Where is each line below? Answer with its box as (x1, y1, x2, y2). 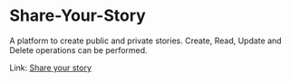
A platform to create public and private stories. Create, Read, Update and (9, 35, 283, 46)
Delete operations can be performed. (9, 44, 148, 55)
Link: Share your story (9, 62, 92, 73)
